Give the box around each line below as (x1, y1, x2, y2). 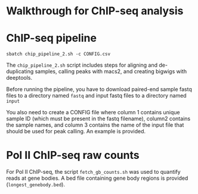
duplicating (6, 68, 34, 75)
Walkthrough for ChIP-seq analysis (6, 4, 184, 18)
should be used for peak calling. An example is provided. (6, 128, 146, 135)
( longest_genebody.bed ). (6, 181, 66, 188)
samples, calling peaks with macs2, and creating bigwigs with (35, 68, 187, 75)
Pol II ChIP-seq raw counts (6, 149, 140, 162)
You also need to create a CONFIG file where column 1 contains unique (6, 109, 180, 116)
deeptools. (6, 74, 33, 82)
